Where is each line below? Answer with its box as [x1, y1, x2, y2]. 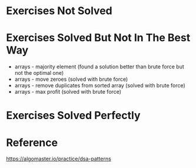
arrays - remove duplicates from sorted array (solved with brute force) [14, 82, 185, 89]
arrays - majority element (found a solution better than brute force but [14, 63, 184, 70]
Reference [6, 136, 58, 149]
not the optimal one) [14, 70, 64, 77]
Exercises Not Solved [6, 4, 113, 18]
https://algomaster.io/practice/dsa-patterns [6, 155, 112, 163]
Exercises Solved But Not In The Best [6, 31, 191, 45]
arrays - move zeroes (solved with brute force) [14, 75, 128, 83]
